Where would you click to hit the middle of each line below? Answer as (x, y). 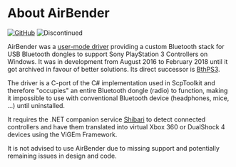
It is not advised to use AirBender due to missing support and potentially (113, 148)
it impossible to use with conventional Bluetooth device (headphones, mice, (118, 98)
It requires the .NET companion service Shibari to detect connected (107, 119)
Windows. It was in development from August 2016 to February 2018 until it (118, 61)
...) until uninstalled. (36, 105)
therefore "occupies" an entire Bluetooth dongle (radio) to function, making (118, 90)
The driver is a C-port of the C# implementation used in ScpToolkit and (111, 82)
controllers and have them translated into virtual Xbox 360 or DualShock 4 (117, 126)
